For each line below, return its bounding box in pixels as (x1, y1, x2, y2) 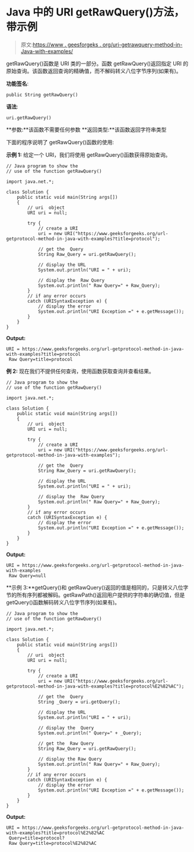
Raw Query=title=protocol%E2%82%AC (8, 840, 97, 846)
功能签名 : (6, 80, 29, 87)
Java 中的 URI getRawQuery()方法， (6, 5, 185, 19)
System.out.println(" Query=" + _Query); (37, 730, 142, 736)
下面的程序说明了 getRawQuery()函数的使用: (6, 138, 115, 145)
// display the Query (37, 725, 94, 731)
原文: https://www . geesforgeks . (20, 41, 101, 48)
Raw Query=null (8, 572, 46, 579)
